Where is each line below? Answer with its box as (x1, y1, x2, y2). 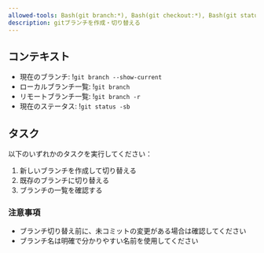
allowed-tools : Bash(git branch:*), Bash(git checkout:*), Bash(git (8, 11, 237, 20)
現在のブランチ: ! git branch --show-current (19, 72, 163, 82)
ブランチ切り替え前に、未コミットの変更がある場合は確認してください (19, 226, 247, 236)
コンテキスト (8, 49, 71, 63)
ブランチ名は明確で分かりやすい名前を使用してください (19, 236, 199, 246)
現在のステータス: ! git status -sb (19, 101, 131, 111)
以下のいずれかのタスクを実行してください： (8, 149, 153, 159)
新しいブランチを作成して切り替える (19, 166, 137, 175)
